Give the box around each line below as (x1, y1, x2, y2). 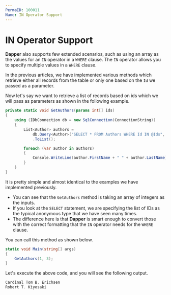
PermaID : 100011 (5, 7, 40, 13)
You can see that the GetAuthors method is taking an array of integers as (12, 194, 165, 200)
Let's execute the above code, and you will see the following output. (5, 270, 149, 276)
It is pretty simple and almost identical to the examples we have (5, 178, 138, 185)
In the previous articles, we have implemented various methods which (5, 72, 152, 78)
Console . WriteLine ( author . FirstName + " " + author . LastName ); (32, 155, 169, 161)
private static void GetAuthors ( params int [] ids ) (5, 108, 115, 113)
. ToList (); (32, 137, 56, 142)
